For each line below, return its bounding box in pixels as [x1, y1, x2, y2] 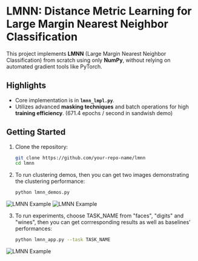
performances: [15, 225, 53, 233]
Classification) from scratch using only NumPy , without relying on [6, 56, 171, 64]
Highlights [6, 81, 47, 91]
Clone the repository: [15, 143, 68, 150]
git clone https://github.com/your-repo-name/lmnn [15, 154, 146, 161]
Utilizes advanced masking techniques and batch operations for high [15, 103, 190, 110]
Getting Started [6, 127, 66, 137]
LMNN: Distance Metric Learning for [6, 4, 192, 18]
